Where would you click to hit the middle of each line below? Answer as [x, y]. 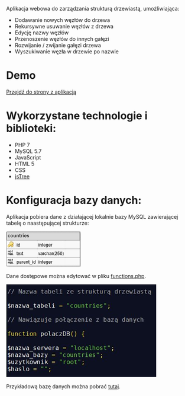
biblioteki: [31, 128]
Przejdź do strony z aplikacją [41, 92]
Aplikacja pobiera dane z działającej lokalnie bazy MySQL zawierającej [92, 216]
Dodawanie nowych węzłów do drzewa [62, 20]
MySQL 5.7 [28, 151]
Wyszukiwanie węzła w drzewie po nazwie [67, 52]
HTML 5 [25, 164]
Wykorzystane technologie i [77, 116]
